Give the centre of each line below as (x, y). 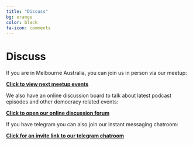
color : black (22, 22)
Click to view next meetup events (47, 84)
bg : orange (19, 17)
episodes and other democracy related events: (62, 102)
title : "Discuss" (27, 11)
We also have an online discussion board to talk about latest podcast (89, 96)
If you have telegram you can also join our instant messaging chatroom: (92, 125)
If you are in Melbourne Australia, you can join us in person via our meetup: (96, 73)
